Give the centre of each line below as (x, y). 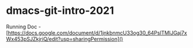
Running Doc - (23, 27)
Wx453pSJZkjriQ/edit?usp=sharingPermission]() (65, 39)
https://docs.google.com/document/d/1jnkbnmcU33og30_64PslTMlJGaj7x (97, 32)
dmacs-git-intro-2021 (60, 11)
